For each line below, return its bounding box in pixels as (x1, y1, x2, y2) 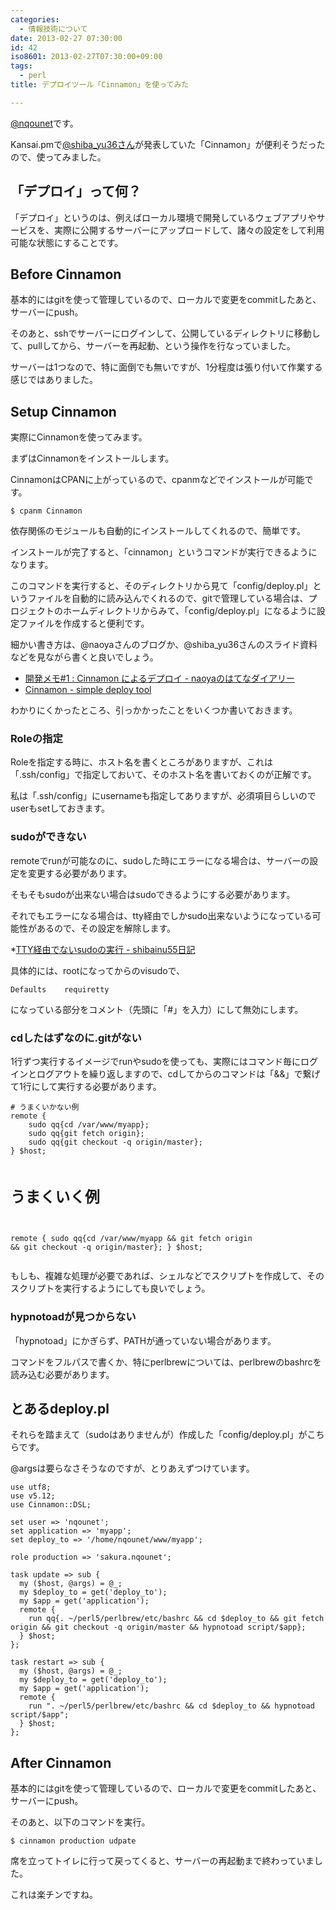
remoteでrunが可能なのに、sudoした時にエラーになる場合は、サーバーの (10, 854, 310, 866)
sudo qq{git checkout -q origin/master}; (28, 1137, 203, 1148)
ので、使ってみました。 (10, 151, 107, 163)
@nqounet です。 (10, 117, 79, 129)
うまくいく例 (10, 1188, 100, 1207)
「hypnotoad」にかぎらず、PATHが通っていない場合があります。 (10, 1334, 277, 1346)
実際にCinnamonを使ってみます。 (10, 431, 148, 443)
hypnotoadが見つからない (10, 1310, 137, 1324)
